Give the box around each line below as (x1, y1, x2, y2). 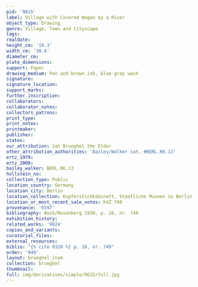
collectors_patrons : (6, 110, 58, 116)
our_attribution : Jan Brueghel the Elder (6, 143, 112, 149)
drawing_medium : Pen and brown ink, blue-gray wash (6, 70, 138, 76)
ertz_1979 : (6, 154, 34, 160)
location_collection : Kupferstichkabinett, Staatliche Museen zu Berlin (6, 193, 193, 199)
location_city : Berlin (6, 188, 63, 194)
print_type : (6, 115, 36, 121)
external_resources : (6, 238, 58, 244)
